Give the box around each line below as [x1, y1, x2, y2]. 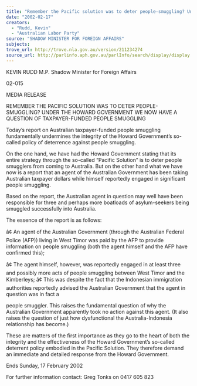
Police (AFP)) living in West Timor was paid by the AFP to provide [6, 236, 164, 243]
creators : [6, 19, 30, 25]
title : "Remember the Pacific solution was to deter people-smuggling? [6, 8, 185, 15]
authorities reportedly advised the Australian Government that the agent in [6, 284, 186, 291]
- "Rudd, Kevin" [11, 25, 51, 31]
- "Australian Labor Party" [11, 31, 80, 36]
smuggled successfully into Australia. [6, 205, 97, 212]
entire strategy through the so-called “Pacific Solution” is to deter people [6, 156, 182, 163]
